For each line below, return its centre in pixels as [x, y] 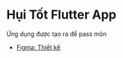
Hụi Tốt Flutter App [61, 15]
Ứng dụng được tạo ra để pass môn [57, 34]
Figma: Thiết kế [38, 47]
